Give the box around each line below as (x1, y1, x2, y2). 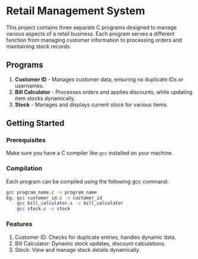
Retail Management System (6, 4, 146, 18)
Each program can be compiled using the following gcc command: (6, 178, 169, 185)
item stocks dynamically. (14, 94, 76, 102)
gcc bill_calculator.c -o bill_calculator (17, 200, 124, 206)
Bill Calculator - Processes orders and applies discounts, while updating (14, 88, 193, 96)
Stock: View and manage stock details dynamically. (14, 246, 141, 253)
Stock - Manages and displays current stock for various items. (14, 101, 168, 108)
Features (6, 220, 33, 228)
